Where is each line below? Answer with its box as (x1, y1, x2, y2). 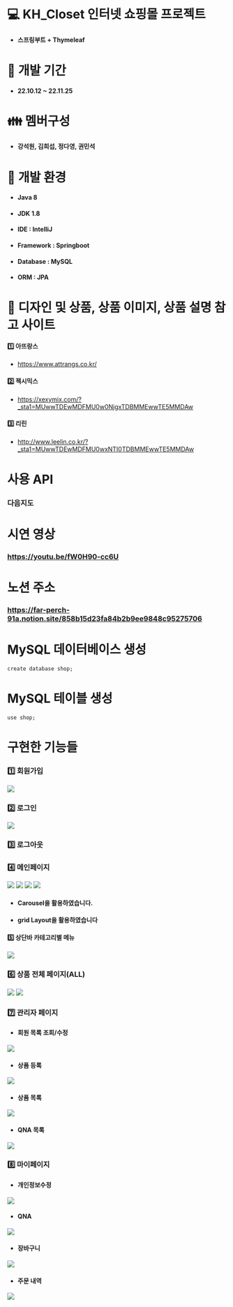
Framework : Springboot (17, 241, 90, 249)
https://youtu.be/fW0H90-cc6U (7, 552, 119, 562)
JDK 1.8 (17, 209, 40, 217)
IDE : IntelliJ (17, 225, 53, 234)
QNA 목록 (17, 1125, 45, 1134)
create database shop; (7, 665, 73, 672)
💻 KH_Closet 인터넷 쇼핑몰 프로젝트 (7, 6, 206, 22)
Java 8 (17, 193, 38, 202)
